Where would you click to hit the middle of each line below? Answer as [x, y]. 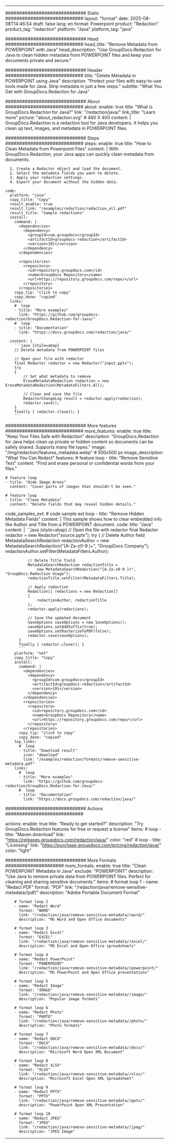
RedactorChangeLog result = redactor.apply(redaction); [83, 399]
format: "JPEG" [34, 1123]
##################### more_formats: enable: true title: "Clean [76, 866]
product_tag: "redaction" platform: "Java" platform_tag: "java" [69, 29]
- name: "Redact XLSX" [38, 1065]
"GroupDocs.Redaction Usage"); [38, 574]
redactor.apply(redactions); [58, 609]
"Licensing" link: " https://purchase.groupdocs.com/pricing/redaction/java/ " [83, 845]
